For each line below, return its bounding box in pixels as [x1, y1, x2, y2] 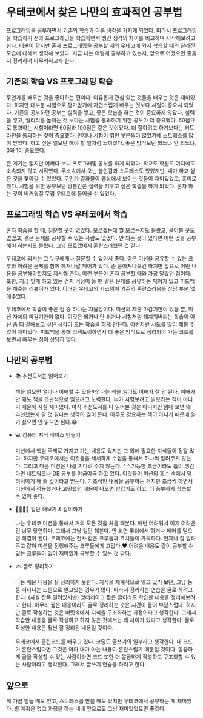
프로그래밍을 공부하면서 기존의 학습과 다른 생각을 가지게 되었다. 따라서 [6, 27, 171, 34]
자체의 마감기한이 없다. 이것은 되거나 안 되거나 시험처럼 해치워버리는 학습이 [12, 313, 189, 320]
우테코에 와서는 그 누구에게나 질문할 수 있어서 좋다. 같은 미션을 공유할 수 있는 [6, 254, 187, 262]
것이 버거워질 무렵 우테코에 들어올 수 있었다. [12, 190, 116, 197]
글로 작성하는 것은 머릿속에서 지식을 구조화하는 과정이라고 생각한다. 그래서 [21, 609, 197, 616]
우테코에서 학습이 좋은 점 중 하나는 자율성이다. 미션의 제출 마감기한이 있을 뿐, [6, 305, 187, 313]
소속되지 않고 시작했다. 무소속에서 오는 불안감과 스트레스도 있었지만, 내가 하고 [6, 167, 189, 175]
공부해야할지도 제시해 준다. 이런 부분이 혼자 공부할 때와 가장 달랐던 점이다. [17, 270, 192, 277]
